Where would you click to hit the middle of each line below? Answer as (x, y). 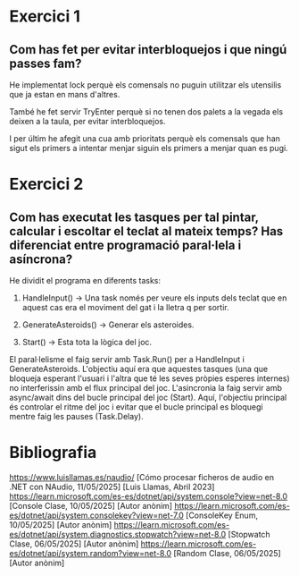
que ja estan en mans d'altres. (65, 94)
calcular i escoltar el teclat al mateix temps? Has (146, 231)
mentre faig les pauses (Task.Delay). (77, 416)
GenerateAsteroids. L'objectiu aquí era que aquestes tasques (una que (139, 369)
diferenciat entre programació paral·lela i (125, 245)
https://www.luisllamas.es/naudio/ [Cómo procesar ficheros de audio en (142, 477)
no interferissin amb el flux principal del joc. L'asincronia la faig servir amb (146, 388)
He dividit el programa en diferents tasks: (85, 280)
